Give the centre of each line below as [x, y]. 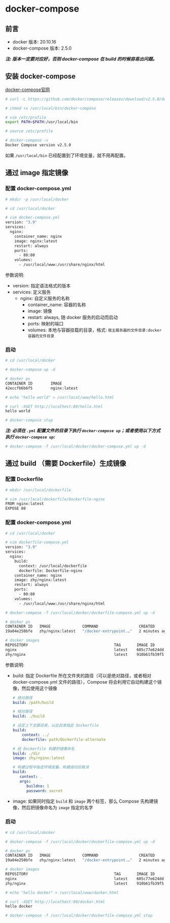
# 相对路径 [23, 711]
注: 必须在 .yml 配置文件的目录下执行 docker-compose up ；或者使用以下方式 [83, 431]
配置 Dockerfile [24, 479]
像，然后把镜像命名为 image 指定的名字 [53, 807]
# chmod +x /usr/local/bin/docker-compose [51, 108]
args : [25, 781]
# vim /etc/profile [26, 117]
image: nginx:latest [36, 241]
